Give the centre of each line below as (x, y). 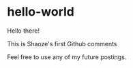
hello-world (41, 12)
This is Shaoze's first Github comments (62, 44)
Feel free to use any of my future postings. (67, 57)
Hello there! (23, 31)
